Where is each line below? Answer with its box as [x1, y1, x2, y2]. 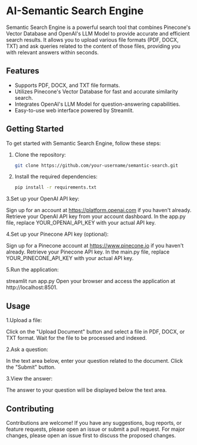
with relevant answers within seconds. [6, 48, 99, 56]
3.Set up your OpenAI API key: [6, 195, 79, 202]
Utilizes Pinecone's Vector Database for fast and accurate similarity [14, 87, 178, 95]
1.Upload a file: [6, 317, 42, 324]
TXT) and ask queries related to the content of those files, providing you [6, 43, 181, 50]
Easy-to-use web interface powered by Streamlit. [14, 106, 134, 113]
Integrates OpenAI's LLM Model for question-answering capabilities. [14, 100, 181, 108]
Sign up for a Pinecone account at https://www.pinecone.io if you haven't [6, 242, 184, 249]
